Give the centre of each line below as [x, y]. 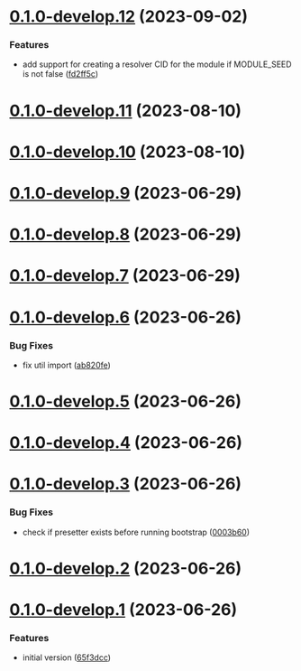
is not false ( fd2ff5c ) [60, 74]
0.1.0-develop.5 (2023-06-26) [125, 401]
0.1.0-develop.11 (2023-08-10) [125, 111]
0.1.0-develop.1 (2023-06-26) [123, 610]
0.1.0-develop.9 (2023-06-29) [126, 194]
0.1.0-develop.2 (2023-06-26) [126, 568]
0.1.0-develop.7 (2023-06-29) [125, 276]
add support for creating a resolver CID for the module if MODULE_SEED [157, 64]
